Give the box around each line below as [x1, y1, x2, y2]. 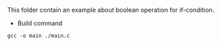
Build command [17, 19, 63, 27]
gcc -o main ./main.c [7, 32, 70, 39]
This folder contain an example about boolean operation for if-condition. [7, 6, 215, 14]
